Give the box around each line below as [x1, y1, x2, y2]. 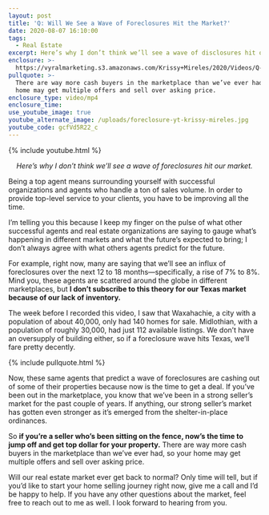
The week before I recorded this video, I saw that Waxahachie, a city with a [8, 308, 256, 317]
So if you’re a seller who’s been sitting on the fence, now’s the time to [8, 431, 244, 441]
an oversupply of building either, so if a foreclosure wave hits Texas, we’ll [8, 333, 250, 343]
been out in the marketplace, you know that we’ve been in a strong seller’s [8, 390, 254, 400]
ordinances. [8, 416, 48, 425]
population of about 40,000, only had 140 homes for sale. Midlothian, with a [8, 316, 259, 326]
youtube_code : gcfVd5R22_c [8, 123, 98, 131]
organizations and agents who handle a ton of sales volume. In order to [8, 185, 243, 195]
